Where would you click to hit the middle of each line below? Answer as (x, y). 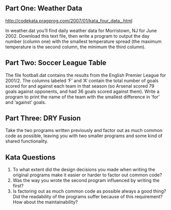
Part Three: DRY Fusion (43, 119)
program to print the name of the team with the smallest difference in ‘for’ (82, 97)
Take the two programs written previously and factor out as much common (84, 130)
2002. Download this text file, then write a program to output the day (77, 36)
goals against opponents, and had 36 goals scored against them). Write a (82, 91)
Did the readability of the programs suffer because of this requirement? (88, 197)
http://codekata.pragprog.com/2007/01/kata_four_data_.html (69, 20)
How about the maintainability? (45, 202)
